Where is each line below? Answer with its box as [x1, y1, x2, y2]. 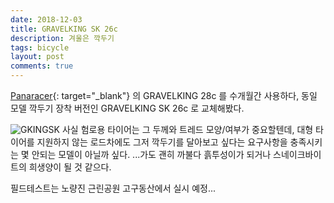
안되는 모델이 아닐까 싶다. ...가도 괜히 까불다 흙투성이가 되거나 [31, 149, 272, 160]
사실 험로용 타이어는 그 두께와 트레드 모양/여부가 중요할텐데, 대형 [61, 124, 314, 135]
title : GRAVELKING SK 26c [10, 24, 118, 34]
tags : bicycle [10, 42, 70, 53]
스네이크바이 [273, 149, 322, 160]
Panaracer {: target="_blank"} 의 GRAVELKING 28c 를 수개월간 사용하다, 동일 [10, 90, 318, 101]
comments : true [10, 61, 74, 71]
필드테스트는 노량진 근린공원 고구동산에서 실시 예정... [10, 182, 217, 194]
